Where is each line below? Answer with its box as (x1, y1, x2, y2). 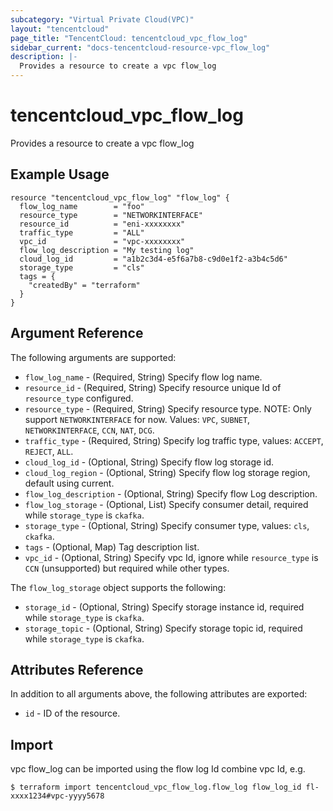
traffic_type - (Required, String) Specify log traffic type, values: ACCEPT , (24, 434, 324, 446)
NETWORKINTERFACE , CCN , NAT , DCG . (24, 424, 155, 436)
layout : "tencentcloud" (10, 24, 110, 34)
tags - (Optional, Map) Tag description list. (24, 541, 200, 553)
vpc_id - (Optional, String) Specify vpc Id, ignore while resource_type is (24, 551, 319, 563)
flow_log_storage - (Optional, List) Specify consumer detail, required (24, 498, 309, 510)
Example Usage (10, 166, 110, 183)
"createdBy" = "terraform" (28, 280, 141, 290)
